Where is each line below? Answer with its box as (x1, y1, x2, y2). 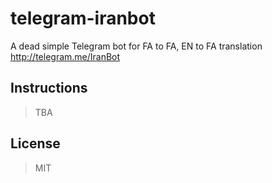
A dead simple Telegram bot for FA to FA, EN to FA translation (10, 40, 263, 52)
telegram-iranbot (10, 7, 156, 30)
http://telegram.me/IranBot (10, 50, 121, 62)
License (10, 135, 61, 152)
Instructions (10, 80, 88, 97)
